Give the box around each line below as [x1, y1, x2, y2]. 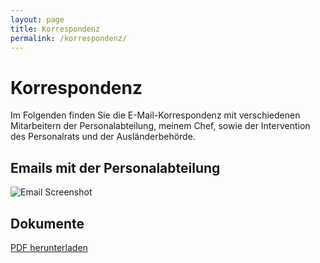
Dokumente [10, 215, 85, 232]
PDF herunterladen [10, 241, 88, 253]
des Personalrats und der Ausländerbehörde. [10, 131, 196, 143]
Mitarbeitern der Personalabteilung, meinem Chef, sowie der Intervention [10, 120, 311, 132]
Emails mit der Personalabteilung [10, 159, 221, 176]
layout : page [10, 14, 65, 25]
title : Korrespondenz [10, 24, 101, 34]
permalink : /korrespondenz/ [10, 33, 128, 43]
